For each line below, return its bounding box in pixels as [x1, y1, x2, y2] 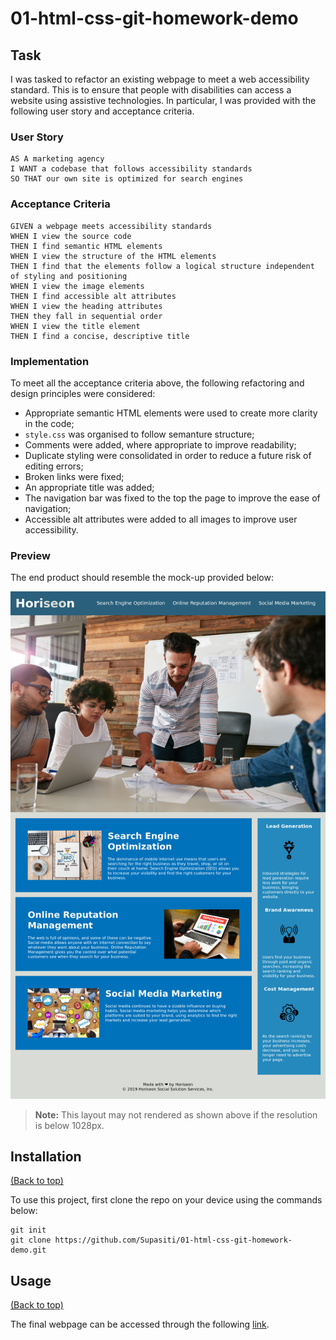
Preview [10, 548, 51, 562]
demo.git [10, 1245, 47, 1256]
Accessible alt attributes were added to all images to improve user [24, 513, 298, 525]
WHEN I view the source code [10, 231, 132, 241]
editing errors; [24, 460, 84, 472]
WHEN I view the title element [10, 321, 141, 331]
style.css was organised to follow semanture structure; [24, 428, 255, 440]
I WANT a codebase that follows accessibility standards [10, 164, 253, 174]
